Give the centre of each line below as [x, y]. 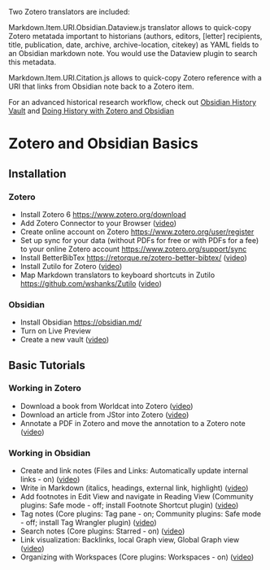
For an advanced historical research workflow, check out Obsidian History [133, 102]
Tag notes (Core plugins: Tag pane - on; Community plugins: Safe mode [141, 514]
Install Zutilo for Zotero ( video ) [71, 266]
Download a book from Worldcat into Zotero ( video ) [107, 406]
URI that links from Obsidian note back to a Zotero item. [101, 86]
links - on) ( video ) [50, 480]
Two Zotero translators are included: [69, 12]
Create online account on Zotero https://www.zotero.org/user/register [137, 232]
